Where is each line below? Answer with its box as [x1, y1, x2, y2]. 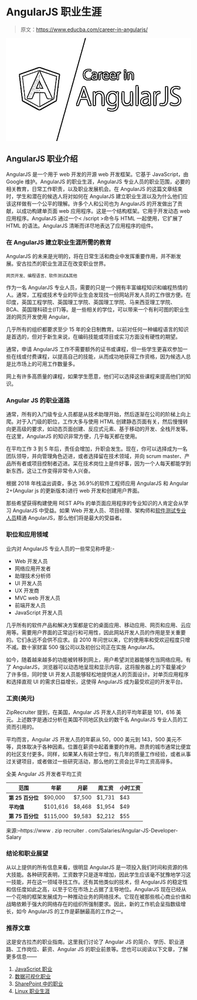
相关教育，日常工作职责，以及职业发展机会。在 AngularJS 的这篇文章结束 [6, 185, 183, 192]
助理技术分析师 [14, 572, 51, 579]
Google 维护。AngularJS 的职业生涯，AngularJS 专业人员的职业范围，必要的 [6, 178, 191, 185]
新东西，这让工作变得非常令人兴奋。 [6, 467, 94, 474]
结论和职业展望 [6, 849, 49, 857]
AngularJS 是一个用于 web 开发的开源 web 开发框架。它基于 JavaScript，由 [6, 170, 189, 178]
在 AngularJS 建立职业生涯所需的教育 [6, 238, 111, 246]
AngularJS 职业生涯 [6, 5, 102, 19]
